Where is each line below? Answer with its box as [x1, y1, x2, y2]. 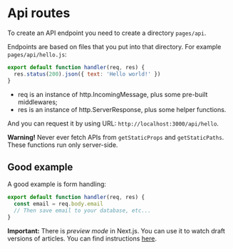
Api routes [7, 5, 71, 21]
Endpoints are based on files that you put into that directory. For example [7, 42, 222, 51]
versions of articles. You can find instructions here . [7, 234, 157, 243]
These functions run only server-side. [7, 141, 118, 149]
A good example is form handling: [7, 180, 107, 188]
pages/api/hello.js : [7, 50, 67, 59]
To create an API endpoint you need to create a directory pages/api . [7, 29, 207, 37]
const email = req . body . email [14, 200, 103, 208]
